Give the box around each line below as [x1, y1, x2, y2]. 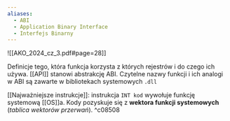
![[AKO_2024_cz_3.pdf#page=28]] [7, 49, 107, 57]
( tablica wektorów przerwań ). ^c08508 [7, 106, 121, 114]
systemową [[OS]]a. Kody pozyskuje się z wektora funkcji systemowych [7, 99, 219, 107]
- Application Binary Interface [13, 23, 109, 30]
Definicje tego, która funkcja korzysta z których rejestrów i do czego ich [7, 62, 215, 71]
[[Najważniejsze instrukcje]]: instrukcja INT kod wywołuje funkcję [7, 91, 195, 99]
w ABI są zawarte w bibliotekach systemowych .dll [7, 78, 158, 86]
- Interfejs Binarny [13, 29, 74, 37]
